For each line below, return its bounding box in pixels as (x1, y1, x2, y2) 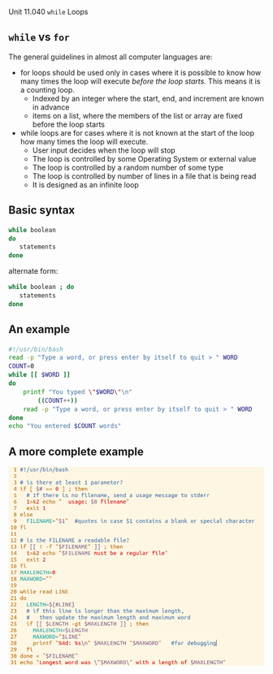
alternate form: (8, 266, 58, 276)
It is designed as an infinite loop (32, 179, 140, 189)
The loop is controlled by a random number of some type (32, 162, 223, 172)
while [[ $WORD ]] (8, 371, 71, 379)
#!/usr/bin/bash (8, 345, 63, 353)
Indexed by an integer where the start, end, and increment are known (32, 93, 264, 103)
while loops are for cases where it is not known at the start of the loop (19, 127, 254, 137)
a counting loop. (19, 84, 76, 94)
